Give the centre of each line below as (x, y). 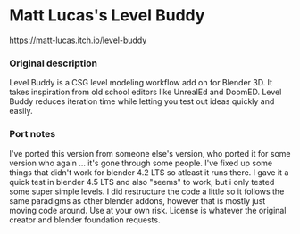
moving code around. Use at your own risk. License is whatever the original (148, 210)
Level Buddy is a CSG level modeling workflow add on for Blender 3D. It (141, 83)
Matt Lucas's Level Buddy (107, 16)
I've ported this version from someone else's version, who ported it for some (150, 153)
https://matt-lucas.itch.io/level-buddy (78, 40)
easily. (21, 111)
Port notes (33, 134)
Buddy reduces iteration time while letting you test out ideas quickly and (142, 101)
